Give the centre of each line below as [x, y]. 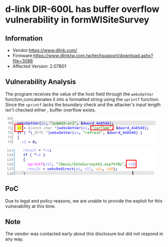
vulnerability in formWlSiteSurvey [77, 20]
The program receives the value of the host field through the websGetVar [79, 94]
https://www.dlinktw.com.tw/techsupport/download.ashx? [93, 55]
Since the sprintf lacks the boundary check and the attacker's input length [83, 104]
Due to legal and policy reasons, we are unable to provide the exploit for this [84, 200]
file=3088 [23, 61]
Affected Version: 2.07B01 [39, 66]
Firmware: [23, 55]
